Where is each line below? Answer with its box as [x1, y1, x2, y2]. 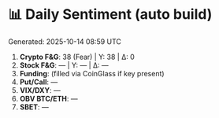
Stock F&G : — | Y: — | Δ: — [19, 60, 109, 70]
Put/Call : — [19, 77, 58, 87]
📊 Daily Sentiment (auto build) [8, 6, 213, 24]
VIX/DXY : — [19, 85, 61, 94]
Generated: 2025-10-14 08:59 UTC [8, 36, 122, 46]
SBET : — [19, 102, 50, 112]
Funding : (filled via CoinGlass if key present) [19, 68, 165, 78]
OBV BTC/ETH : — [19, 94, 79, 103]
